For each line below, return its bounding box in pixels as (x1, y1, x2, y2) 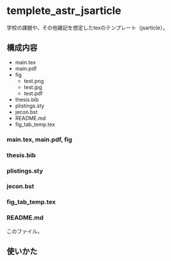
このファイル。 (6, 228, 43, 235)
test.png (23, 77, 44, 84)
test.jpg (23, 83, 43, 91)
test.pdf (23, 89, 43, 97)
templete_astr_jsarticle (6, 4, 121, 18)
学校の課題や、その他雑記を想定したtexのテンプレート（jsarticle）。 (6, 24, 168, 31)
